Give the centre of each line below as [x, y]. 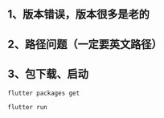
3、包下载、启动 [48, 74]
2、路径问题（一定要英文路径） [85, 44]
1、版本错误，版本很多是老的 [79, 14]
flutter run [27, 107]
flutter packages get [44, 93]
